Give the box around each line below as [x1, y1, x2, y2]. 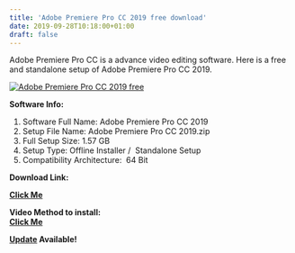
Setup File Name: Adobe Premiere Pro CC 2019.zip [22, 126, 210, 137]
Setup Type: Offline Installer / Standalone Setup [22, 145, 201, 156]
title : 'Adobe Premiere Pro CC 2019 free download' [9, 13, 207, 23]
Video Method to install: [9, 207, 102, 218]
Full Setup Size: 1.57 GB [22, 136, 111, 147]
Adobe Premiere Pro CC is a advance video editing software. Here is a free [9, 55, 286, 66]
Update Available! [9, 234, 77, 245]
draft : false [9, 30, 58, 39]
